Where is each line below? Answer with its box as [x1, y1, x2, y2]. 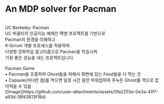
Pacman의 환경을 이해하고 [5, 36, 56, 42]
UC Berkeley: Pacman [5, 24, 49, 30]
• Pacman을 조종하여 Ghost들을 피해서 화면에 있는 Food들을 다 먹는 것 [5, 71, 141, 77]
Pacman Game [5, 65, 35, 71]
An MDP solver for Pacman [5, 3, 117, 15]
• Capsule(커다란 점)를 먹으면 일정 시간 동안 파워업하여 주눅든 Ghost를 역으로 [5, 77, 154, 83]
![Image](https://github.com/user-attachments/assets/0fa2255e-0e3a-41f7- [5, 88, 159, 94]
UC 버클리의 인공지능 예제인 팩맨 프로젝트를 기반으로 [5, 30, 106, 36]
